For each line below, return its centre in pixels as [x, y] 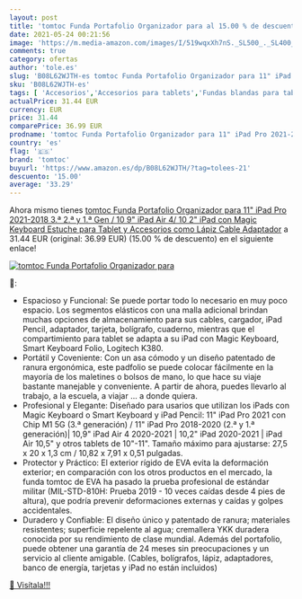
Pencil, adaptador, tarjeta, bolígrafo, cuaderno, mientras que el [138, 330]
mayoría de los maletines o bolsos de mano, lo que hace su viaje [142, 377]
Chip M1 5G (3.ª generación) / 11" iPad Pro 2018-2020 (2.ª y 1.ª [138, 425]
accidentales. [47, 511]
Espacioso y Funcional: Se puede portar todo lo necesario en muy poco [155, 301]
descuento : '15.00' [46, 176]
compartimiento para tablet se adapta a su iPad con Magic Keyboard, [151, 339]
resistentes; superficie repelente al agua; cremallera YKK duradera [146, 530]
